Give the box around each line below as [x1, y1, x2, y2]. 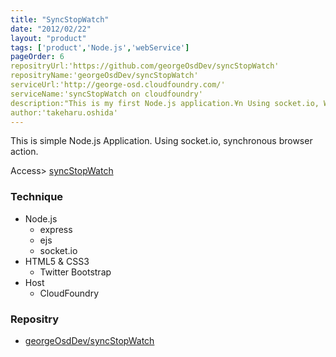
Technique [10, 190, 64, 204]
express [39, 223, 73, 235]
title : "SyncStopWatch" [10, 14, 110, 25]
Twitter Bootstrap [39, 266, 112, 278]
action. [10, 146, 39, 158]
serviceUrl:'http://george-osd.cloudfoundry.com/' [10, 80, 226, 90]
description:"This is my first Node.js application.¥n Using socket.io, [10, 98, 320, 108]
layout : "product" [10, 33, 87, 43]
